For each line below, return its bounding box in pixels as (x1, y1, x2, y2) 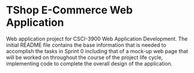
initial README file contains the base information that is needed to (6, 41, 166, 48)
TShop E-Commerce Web (6, 4, 133, 17)
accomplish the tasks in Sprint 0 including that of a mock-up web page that (6, 47, 188, 54)
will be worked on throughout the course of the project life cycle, (6, 54, 163, 61)
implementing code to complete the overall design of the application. (6, 60, 173, 67)
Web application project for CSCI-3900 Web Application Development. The (6, 35, 188, 42)
